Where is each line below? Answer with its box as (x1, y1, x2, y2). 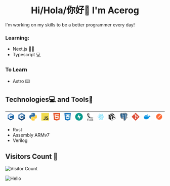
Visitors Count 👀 (5, 152, 58, 161)
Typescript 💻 (12, 52, 41, 58)
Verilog (12, 137, 28, 143)
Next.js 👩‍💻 (12, 46, 34, 52)
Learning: (5, 34, 30, 41)
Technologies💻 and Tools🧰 (5, 95, 94, 104)
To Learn (5, 66, 28, 73)
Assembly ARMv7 (12, 132, 50, 138)
